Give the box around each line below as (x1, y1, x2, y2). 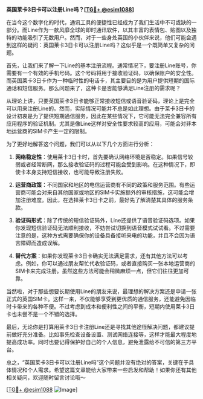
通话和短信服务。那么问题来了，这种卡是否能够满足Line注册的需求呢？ (6, 85, 181, 91)
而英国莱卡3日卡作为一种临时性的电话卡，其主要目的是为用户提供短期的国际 (6, 77, 195, 84)
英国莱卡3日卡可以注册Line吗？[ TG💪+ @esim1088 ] (6, 6, 134, 13)
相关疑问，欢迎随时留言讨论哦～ (6, 374, 86, 381)
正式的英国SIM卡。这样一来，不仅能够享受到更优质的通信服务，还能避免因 (6, 296, 191, 302)
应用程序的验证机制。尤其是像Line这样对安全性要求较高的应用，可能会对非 (6, 120, 192, 127)
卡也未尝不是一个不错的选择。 (6, 311, 80, 317)
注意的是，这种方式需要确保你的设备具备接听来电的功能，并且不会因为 (14, 232, 190, 239)
